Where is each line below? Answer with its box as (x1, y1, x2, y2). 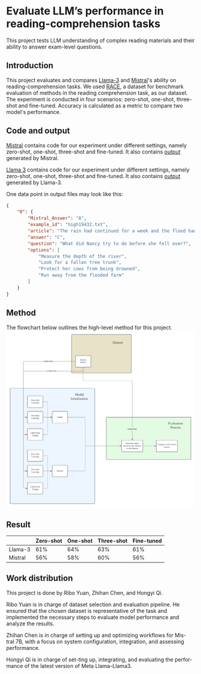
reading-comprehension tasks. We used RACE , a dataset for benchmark (6, 83, 184, 90)
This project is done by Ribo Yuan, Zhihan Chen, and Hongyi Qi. (6, 589, 163, 596)
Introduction (6, 61, 54, 71)
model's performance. (6, 108, 61, 115)
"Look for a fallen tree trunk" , (38, 260, 121, 266)
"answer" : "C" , (28, 234, 66, 240)
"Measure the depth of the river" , (38, 253, 127, 259)
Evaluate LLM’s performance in (6, 4, 164, 18)
